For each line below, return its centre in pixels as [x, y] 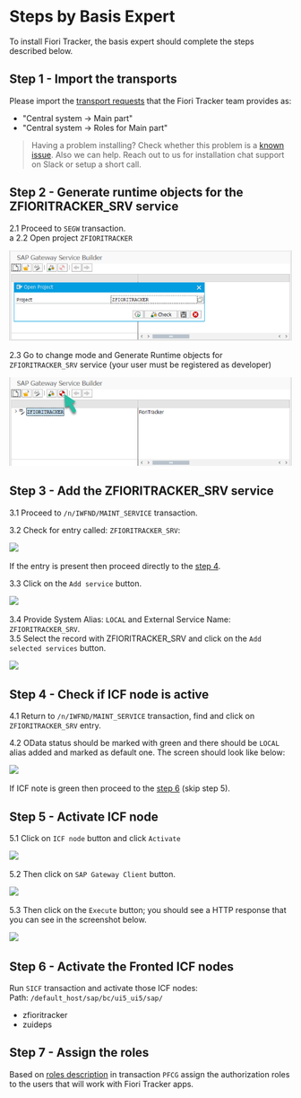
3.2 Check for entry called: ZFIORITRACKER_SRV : [95, 530]
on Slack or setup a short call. [86, 164]
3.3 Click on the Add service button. [76, 583]
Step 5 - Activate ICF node [84, 817]
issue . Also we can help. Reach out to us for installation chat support [158, 154]
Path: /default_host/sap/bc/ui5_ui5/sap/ [86, 997]
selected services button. [58, 647]
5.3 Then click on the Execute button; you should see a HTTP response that [148, 910]
